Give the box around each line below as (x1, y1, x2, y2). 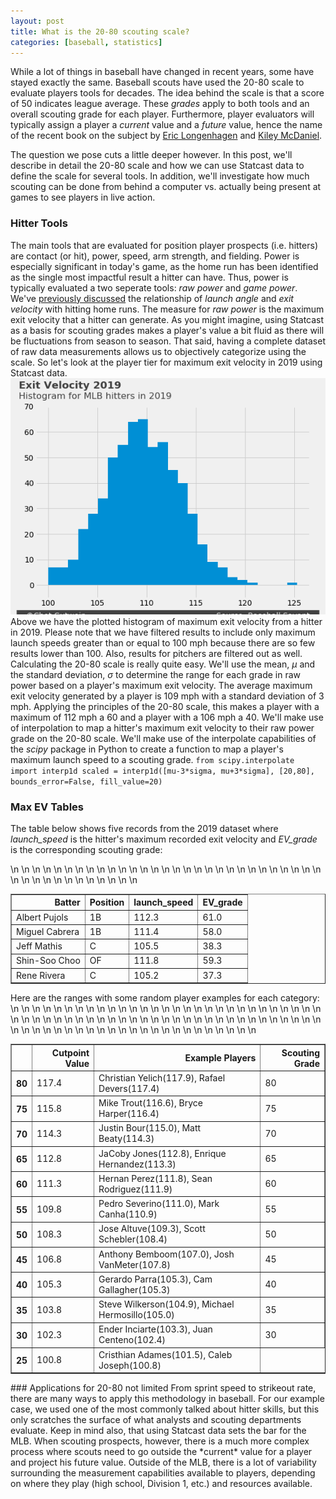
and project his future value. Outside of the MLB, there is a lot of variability (10, 1456, 317, 1469)
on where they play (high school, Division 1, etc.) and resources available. (10, 1478, 313, 1490)
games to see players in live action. (10, 191, 156, 204)
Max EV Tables (10, 800, 84, 814)
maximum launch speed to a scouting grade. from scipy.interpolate (10, 753, 295, 765)
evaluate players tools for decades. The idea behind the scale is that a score (10, 87, 325, 99)
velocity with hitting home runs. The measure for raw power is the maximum (10, 303, 325, 315)
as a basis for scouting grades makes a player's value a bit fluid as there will (10, 324, 325, 336)
